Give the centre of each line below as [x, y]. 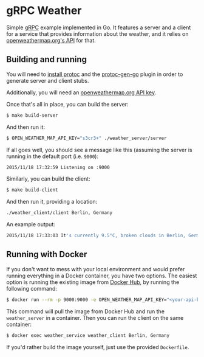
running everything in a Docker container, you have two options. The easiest [102, 276]
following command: [32, 288]
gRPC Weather [44, 11]
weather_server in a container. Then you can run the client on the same [95, 317]
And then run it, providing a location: [52, 202]
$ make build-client [32, 190]
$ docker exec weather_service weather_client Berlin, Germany [88, 335]
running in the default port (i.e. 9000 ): [53, 156]
